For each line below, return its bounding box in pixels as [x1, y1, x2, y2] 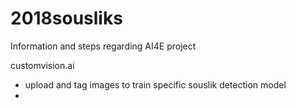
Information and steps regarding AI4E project [10, 40, 197, 52]
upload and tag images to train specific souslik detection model [24, 78, 287, 91]
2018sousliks [10, 7, 123, 30]
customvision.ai [10, 59, 75, 71]
